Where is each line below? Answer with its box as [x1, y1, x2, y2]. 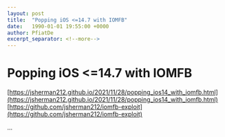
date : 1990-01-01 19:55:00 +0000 [7, 23, 109, 30]
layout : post [7, 10, 45, 17]
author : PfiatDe [7, 29, 54, 36]
